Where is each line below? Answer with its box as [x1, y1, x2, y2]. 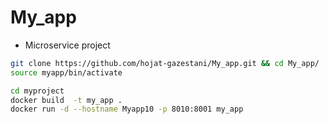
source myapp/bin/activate [10, 67, 123, 78]
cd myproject [10, 86, 65, 96]
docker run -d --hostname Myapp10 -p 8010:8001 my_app [10, 104, 244, 115]
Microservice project [24, 39, 111, 51]
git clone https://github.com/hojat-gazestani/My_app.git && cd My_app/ [10, 58, 320, 68]
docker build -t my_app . [10, 95, 123, 105]
